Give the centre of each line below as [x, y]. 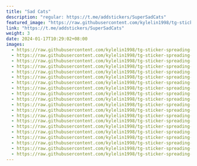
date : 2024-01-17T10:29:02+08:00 [47, 39]
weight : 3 [18, 34]
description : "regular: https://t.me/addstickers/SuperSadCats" [86, 17]
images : [16, 45]
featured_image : [26, 22]
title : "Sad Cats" [28, 11]
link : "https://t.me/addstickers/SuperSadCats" [65, 28]
